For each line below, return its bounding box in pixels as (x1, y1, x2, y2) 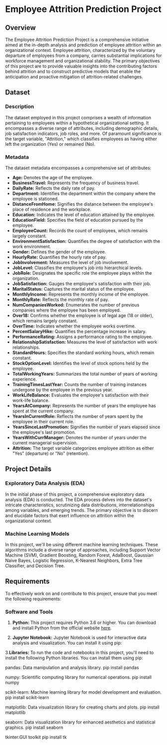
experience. (12, 376, 37, 382)
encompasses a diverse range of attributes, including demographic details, (5, 125, 159, 131)
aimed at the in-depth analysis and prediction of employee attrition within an (5, 42, 162, 48)
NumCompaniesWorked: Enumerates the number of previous (12, 302, 140, 308)
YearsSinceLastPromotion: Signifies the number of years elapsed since (12, 423, 161, 430)
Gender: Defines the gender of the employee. (12, 249, 106, 255)
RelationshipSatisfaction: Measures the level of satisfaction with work (12, 339, 158, 345)
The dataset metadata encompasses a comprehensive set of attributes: (5, 165, 152, 171)
